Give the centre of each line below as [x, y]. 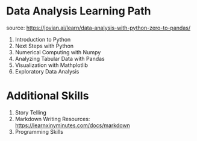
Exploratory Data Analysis [47, 71]
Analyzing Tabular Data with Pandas [60, 58]
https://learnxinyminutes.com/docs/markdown [73, 125]
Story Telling [31, 112]
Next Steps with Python [44, 46]
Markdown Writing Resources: [52, 119]
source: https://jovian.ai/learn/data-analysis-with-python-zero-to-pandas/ [98, 28]
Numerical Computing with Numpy [58, 52]
